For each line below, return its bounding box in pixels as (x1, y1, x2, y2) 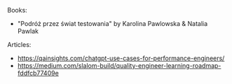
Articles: (7, 41, 32, 48)
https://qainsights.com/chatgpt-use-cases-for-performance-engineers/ (17, 54, 225, 62)
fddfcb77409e (17, 69, 60, 77)
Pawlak (17, 27, 39, 35)
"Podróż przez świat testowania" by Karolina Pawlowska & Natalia (17, 20, 208, 27)
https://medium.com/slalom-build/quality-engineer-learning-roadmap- (17, 62, 221, 69)
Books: (7, 6, 28, 14)
